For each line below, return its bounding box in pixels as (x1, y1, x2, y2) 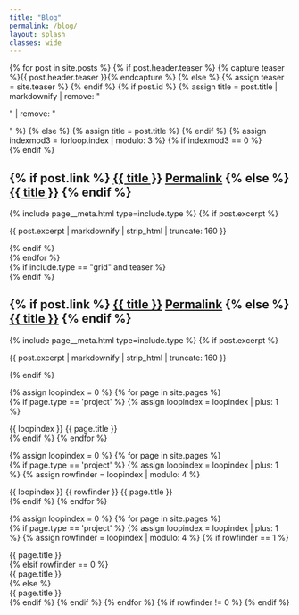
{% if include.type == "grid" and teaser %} (9, 262, 167, 273)
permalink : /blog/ (9, 21, 78, 30)
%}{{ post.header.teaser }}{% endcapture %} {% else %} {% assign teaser (9, 72, 285, 83)
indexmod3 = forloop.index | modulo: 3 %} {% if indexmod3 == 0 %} (9, 135, 262, 146)
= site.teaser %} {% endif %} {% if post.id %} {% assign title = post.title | (9, 81, 278, 92)
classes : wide (9, 38, 62, 47)
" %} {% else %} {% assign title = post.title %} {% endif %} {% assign (9, 126, 267, 137)
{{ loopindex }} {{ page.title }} (9, 423, 118, 434)
